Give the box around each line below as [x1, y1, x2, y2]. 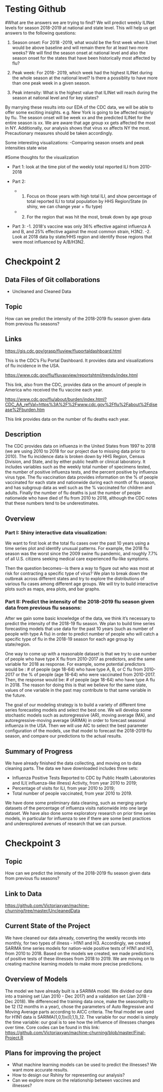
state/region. [5, 641, 31, 647]
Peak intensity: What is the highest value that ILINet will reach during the [12, 89, 158, 95]
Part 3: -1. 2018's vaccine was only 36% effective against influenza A [12, 223, 151, 229]
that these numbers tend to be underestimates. [5, 500, 99, 506]
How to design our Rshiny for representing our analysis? [12, 1072, 125, 1078]
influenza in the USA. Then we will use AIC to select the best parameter [5, 722, 148, 729]
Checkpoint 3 [5, 838, 61, 849]
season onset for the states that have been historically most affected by [12, 55, 156, 61]
